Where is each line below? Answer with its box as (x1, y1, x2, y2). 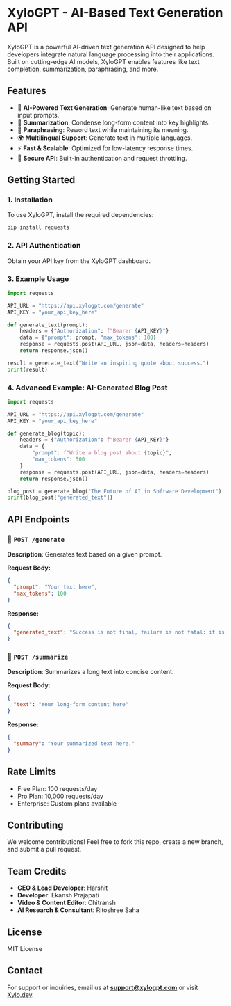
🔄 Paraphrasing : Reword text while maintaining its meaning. (17, 125, 189, 134)
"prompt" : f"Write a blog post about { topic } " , (32, 449, 172, 456)
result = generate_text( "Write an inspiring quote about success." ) (7, 360, 209, 367)
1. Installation (7, 195, 53, 205)
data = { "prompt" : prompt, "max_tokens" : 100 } (19, 334, 157, 342)
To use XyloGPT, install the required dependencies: (7, 211, 154, 219)
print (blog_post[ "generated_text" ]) (7, 494, 113, 502)
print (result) (7, 366, 49, 373)
